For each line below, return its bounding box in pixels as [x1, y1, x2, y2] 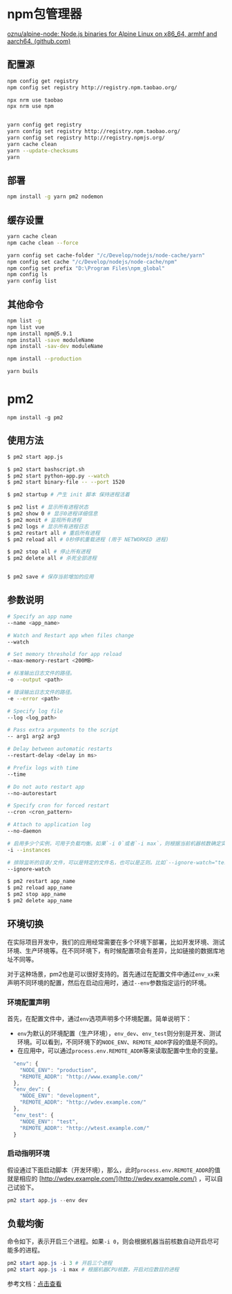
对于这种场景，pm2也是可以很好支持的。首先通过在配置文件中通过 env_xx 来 [7, 969, 220, 978]
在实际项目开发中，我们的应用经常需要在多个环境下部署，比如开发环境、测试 [7, 938, 225, 946]
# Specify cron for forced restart [7, 802, 110, 810]
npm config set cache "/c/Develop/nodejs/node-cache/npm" [7, 258, 177, 265]
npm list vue [7, 323, 45, 331]
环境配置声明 [7, 997, 50, 1007]
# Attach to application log [7, 821, 91, 828]
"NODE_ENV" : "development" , [19, 1093, 100, 1100]
